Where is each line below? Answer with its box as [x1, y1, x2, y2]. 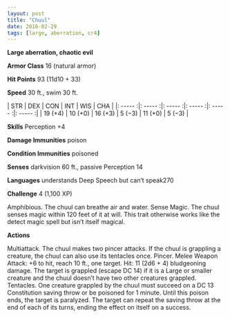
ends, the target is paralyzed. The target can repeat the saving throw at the [7, 296, 221, 304]
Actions [7, 231, 30, 239]
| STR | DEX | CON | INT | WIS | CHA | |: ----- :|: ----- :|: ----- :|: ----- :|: [7, 102, 211, 111]
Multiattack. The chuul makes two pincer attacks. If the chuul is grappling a [7, 245, 221, 253]
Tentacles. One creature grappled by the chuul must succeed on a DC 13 [7, 281, 214, 290]
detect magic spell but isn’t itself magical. [7, 218, 126, 226]
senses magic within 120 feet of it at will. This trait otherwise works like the [7, 210, 220, 218]
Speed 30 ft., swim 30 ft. [7, 88, 78, 97]
